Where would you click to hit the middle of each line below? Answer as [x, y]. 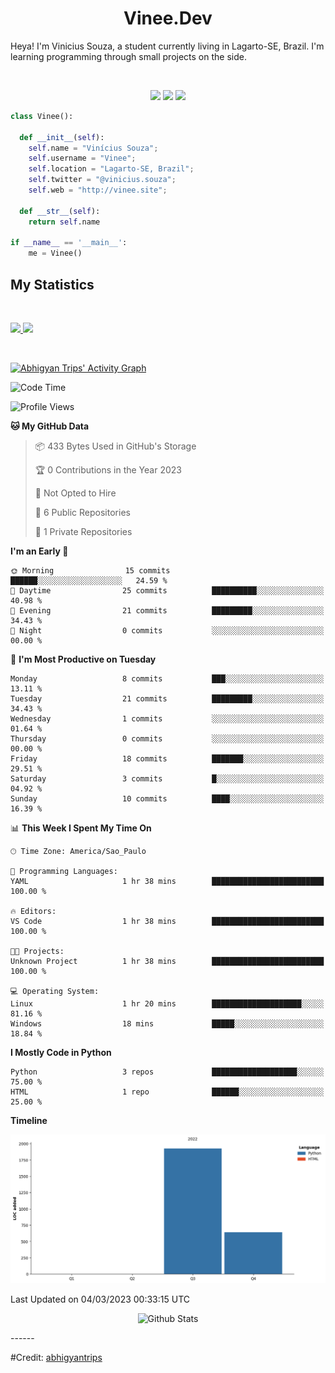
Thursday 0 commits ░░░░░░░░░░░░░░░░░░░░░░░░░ [167, 739]
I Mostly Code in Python [61, 1052]
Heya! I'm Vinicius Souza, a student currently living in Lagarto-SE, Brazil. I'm [167, 46]
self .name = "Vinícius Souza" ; [93, 148]
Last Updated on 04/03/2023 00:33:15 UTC [100, 1299]
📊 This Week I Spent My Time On [81, 828]
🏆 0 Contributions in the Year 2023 [108, 470]
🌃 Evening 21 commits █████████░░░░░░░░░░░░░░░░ [167, 611]
